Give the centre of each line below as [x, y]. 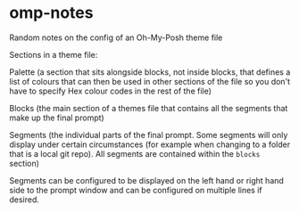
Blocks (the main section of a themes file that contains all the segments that [149, 108]
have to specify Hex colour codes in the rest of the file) [111, 91]
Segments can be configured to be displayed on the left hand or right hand [146, 180]
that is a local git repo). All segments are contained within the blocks [135, 153]
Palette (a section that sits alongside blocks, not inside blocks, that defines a [150, 72]
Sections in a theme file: [54, 54]
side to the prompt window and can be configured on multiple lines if [136, 190]
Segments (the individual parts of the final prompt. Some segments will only [149, 135]
